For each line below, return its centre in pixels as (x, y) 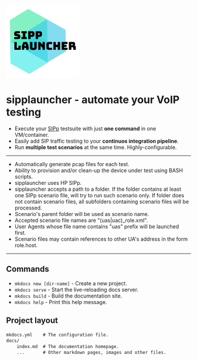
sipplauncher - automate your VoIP (93, 100)
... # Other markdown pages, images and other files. (91, 352)
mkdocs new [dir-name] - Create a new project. (71, 283)
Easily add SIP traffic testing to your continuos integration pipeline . (96, 141)
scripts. (24, 176)
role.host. (26, 245)
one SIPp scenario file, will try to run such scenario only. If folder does (99, 195)
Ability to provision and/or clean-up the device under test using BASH (99, 170)
